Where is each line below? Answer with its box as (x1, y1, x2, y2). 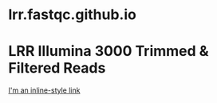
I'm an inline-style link (8, 85, 81, 95)
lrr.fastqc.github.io (8, 6, 137, 24)
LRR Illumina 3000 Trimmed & (8, 42, 209, 61)
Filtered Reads (8, 59, 106, 77)
